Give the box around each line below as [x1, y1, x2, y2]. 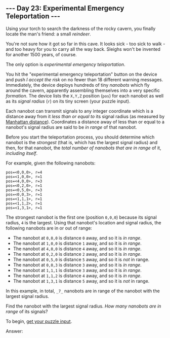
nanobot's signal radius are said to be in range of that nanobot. [6, 124, 137, 130]
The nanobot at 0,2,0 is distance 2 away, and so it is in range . [13, 251, 142, 257]
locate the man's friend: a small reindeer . [6, 30, 92, 37]
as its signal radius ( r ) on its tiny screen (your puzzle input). [6, 98, 131, 104]
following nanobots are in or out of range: [6, 225, 93, 231]
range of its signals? [6, 308, 48, 314]
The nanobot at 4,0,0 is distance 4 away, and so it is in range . [13, 246, 142, 252]
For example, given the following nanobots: [6, 160, 96, 166]
